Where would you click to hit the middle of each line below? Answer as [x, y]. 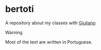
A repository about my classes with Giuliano [50, 23]
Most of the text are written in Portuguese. [49, 42]
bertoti [19, 9]
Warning [14, 32]
